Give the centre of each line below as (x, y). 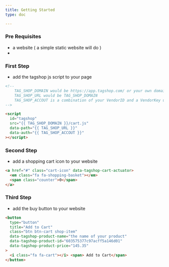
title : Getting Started (30, 10)
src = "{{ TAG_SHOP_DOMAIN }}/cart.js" (49, 123)
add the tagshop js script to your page (52, 77)
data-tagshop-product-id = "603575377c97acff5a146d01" (66, 241)
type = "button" (24, 222)
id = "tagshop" (23, 119)
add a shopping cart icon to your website (55, 161)
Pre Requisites (23, 37)
